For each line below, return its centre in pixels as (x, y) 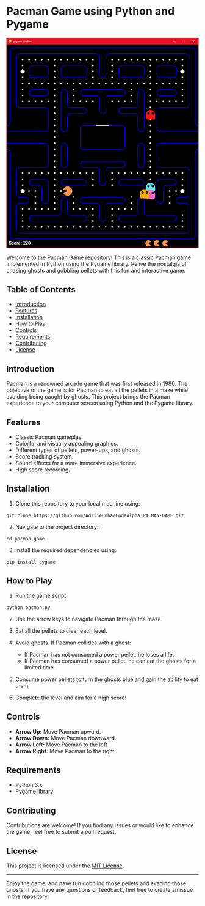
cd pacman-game (26, 539)
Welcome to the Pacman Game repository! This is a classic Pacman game (99, 257)
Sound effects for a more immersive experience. (76, 463)
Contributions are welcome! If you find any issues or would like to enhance (100, 825)
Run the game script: (41, 595)
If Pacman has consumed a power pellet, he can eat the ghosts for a (110, 661)
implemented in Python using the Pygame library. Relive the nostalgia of (97, 263)
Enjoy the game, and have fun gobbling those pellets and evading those (96, 883)
